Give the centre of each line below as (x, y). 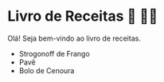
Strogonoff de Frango (55, 53)
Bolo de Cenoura (47, 70)
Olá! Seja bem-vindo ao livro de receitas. (74, 38)
